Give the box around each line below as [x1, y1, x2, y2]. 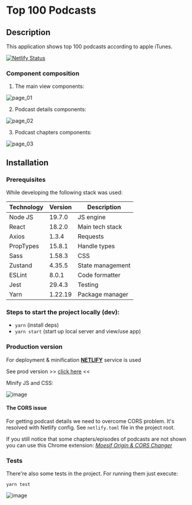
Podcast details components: [14, 106, 87, 113]
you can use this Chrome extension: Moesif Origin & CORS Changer [6, 441, 172, 449]
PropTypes [9, 242, 40, 250]
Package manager [77, 290, 129, 298]
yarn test [6, 482, 31, 488]
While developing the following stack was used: [6, 188, 123, 196]
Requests [77, 232, 104, 241]
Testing [77, 280, 99, 289]
